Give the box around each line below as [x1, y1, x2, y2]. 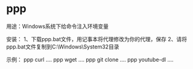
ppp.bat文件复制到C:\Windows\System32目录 [6, 43, 119, 50]
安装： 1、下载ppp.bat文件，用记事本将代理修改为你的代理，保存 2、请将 [6, 35, 188, 42]
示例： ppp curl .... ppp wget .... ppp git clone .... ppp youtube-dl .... [6, 56, 174, 63]
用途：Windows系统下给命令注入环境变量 [6, 22, 109, 30]
